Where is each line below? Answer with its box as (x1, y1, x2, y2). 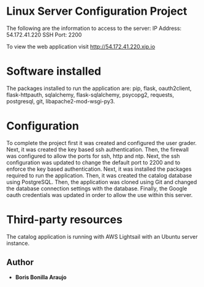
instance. (6, 239, 30, 247)
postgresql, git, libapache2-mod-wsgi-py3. (6, 97, 115, 105)
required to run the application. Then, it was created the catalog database (6, 171, 192, 179)
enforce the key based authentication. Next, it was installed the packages (6, 165, 192, 173)
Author (6, 257, 34, 267)
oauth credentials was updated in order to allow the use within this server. (6, 191, 193, 198)
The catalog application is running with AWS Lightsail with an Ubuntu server (6, 233, 198, 240)
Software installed (6, 64, 102, 78)
